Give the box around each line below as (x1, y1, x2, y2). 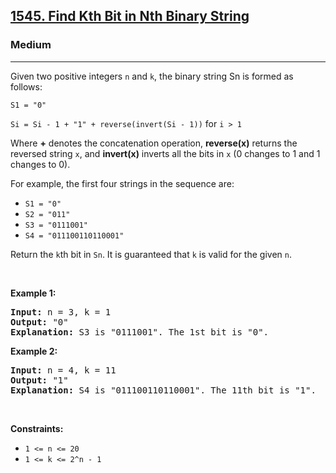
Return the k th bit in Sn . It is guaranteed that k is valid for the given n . (10, 248, 292, 260)
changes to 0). (10, 158, 71, 170)
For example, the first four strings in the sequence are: (10, 177, 235, 189)
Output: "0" (10, 316, 69, 328)
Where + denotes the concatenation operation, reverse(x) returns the (10, 137, 298, 149)
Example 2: (10, 345, 58, 357)
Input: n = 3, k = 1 (10, 306, 112, 318)
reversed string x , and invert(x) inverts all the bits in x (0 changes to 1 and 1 (10, 147, 321, 159)
